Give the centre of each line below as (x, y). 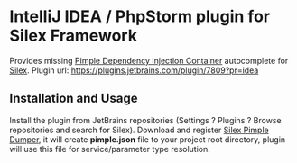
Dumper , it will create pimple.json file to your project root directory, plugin (148, 139)
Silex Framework (74, 36)
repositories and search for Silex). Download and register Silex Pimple (139, 130)
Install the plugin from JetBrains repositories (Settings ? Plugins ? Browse (145, 120)
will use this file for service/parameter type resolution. (110, 149)
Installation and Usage (74, 99)
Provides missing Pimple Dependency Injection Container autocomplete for (149, 60)
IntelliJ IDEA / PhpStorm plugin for (140, 17)
